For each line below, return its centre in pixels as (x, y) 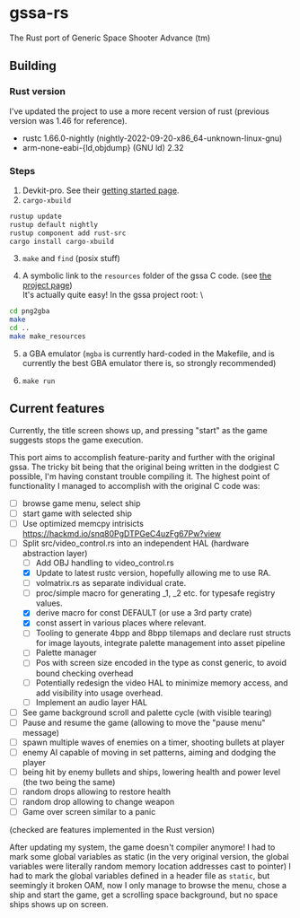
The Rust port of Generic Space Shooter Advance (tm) (110, 38)
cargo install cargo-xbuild (62, 241)
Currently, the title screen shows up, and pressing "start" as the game (138, 430)
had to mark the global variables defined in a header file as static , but (140, 876)
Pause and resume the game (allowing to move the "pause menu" (144, 722)
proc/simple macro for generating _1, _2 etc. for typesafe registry (155, 593)
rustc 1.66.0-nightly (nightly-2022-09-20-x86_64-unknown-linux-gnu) (152, 138)
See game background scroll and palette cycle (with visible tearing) (147, 713)
